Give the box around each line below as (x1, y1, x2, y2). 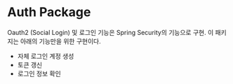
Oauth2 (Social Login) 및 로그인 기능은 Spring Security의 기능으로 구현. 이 (7, 28, 214, 36)
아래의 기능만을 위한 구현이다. (20, 36, 101, 45)
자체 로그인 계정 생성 (17, 52, 74, 60)
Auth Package (7, 4, 91, 20)
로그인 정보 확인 (17, 69, 61, 78)
